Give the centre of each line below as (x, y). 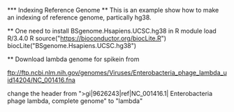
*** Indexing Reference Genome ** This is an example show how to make (113, 10)
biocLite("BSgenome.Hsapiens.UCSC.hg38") (72, 46)
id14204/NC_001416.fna (41, 80)
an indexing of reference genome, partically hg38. (79, 17)
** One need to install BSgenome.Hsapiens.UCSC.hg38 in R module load (112, 31)
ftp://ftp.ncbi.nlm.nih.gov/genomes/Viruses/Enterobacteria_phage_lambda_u (117, 73)
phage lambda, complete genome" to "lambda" (75, 101)
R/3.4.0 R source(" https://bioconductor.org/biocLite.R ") (87, 38)
